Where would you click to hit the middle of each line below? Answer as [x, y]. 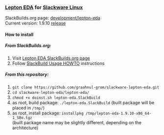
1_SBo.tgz [22, 118]
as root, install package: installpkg [48, 113]
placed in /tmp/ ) [28, 108]
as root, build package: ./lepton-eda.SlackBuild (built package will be [83, 103]
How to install [19, 34]
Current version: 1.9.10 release [35, 23]
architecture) [25, 128]
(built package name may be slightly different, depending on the [77, 122]
